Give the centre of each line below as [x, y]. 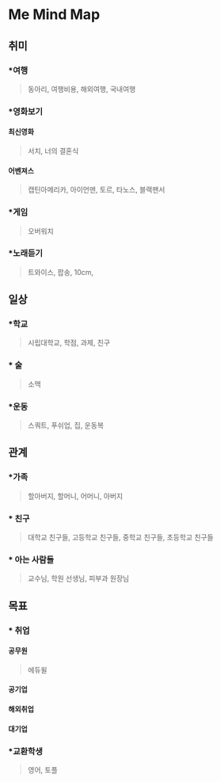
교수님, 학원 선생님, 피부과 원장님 [78, 578]
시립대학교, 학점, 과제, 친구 [69, 343]
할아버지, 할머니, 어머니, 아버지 [75, 496]
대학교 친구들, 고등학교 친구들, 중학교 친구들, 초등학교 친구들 [120, 537]
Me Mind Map [54, 15]
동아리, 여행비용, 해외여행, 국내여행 [82, 89]
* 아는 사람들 [31, 559]
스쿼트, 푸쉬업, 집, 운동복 [66, 425]
